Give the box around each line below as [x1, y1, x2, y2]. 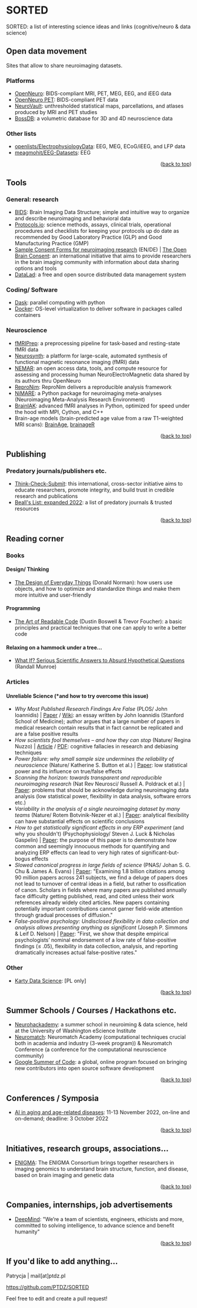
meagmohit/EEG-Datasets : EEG [14, 149, 91, 156]
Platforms [6, 76, 35, 85]
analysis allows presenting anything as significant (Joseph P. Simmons [14, 924, 188, 931]
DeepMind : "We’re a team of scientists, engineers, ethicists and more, [14, 1215, 184, 1223]
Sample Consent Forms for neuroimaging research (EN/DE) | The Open [14, 246, 187, 253]
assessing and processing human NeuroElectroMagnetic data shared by [14, 371, 190, 378]
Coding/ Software [6, 286, 58, 294]
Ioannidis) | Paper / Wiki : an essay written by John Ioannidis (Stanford [14, 712, 184, 719]
